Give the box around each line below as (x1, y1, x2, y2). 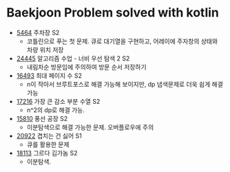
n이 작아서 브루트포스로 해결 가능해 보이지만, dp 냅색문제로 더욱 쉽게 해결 (26, 80, 223, 88)
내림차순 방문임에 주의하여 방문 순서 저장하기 (26, 63, 147, 71)
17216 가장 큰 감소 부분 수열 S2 (16, 97, 101, 105)
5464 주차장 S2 (16, 28, 60, 36)
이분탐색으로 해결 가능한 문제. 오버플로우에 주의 (26, 122, 154, 131)
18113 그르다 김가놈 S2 (16, 149, 78, 157)
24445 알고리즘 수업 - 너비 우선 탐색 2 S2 (16, 54, 130, 63)
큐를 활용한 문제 (26, 140, 70, 149)
